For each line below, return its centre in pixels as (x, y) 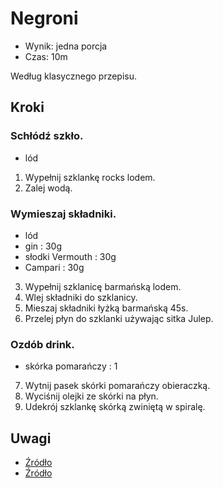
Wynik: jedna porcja (66, 46)
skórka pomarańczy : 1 (71, 366)
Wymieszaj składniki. (63, 214)
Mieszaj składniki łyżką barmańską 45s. (106, 308)
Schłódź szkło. (47, 136)
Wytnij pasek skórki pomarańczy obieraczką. (117, 386)
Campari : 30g (54, 267)
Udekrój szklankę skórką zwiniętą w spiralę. (115, 407)
